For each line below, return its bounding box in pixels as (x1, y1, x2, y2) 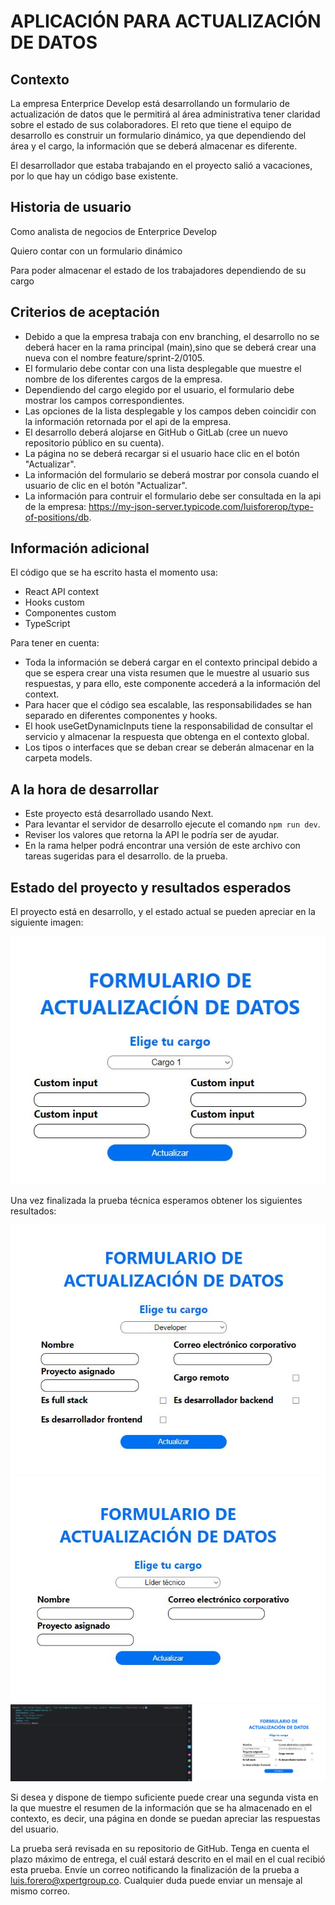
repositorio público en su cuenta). (24, 436, 165, 449)
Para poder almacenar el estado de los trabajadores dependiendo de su (10, 264, 307, 276)
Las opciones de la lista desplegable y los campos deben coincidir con (24, 405, 317, 417)
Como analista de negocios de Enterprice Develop (10, 225, 218, 237)
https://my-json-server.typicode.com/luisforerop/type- (88, 500, 314, 512)
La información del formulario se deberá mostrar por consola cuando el (24, 468, 320, 480)
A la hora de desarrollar (10, 781, 160, 798)
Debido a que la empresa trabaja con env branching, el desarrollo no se (24, 330, 320, 342)
